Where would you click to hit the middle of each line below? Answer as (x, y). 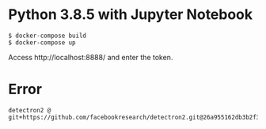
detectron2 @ (30, 110)
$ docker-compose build (47, 36)
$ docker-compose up (42, 42)
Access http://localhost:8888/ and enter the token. (91, 57)
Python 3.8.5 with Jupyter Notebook (131, 15)
